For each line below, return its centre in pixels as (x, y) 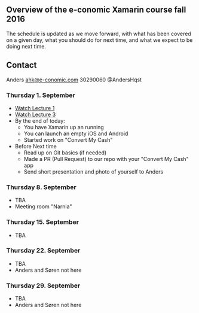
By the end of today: (40, 121)
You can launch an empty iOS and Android (76, 133)
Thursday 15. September (43, 222)
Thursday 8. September (41, 187)
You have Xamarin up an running (64, 127)
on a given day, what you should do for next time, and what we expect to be (99, 40)
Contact (22, 65)
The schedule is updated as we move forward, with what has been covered (99, 34)
